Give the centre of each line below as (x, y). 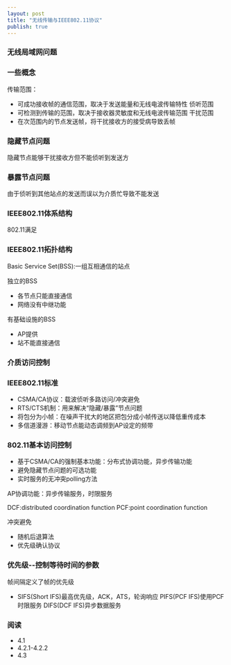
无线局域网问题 (32, 52)
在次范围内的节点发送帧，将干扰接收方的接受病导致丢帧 (96, 121)
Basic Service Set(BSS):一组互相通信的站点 (69, 266)
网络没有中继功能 (42, 304)
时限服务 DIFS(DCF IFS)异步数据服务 (69, 605)
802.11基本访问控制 (40, 444)
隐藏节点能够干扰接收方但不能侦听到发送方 (68, 157)
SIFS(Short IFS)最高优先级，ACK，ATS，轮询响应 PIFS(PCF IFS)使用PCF (120, 596)
